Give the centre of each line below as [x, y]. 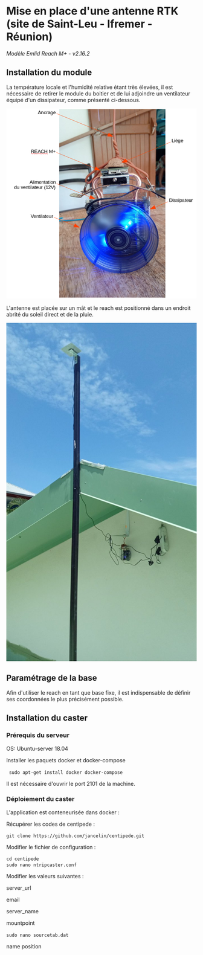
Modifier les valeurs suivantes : [45, 876]
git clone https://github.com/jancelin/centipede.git [76, 836]
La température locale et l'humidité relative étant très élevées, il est [90, 87]
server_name [23, 911]
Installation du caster [47, 718]
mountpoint [21, 923]
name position [24, 946]
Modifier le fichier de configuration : [51, 847]
